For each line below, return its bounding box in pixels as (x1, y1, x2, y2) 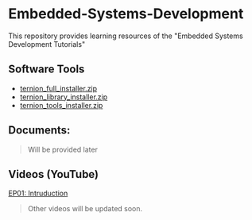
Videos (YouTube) (8, 168, 99, 181)
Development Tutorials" (8, 39, 86, 48)
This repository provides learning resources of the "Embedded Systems (8, 31, 244, 41)
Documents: (8, 124, 71, 137)
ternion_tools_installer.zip (19, 100, 103, 110)
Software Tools (8, 63, 85, 76)
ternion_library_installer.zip (19, 92, 108, 102)
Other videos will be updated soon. (27, 204, 143, 214)
